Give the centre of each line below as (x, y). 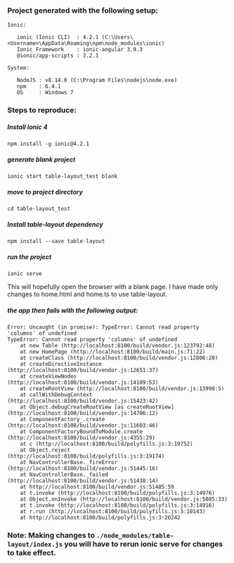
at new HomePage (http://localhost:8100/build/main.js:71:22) (113, 352)
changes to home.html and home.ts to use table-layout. (87, 294)
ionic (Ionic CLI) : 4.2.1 (58, 37)
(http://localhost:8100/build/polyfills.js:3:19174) (86, 456)
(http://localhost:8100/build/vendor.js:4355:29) (82, 438)
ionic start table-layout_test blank (63, 177)
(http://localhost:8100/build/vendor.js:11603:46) (83, 426)
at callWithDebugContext (56, 395)
